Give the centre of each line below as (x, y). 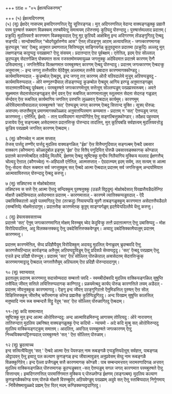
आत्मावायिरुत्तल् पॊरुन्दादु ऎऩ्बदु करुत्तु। (36, 173)
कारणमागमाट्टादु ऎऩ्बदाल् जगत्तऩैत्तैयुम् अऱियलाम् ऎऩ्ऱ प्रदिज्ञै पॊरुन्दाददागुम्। (63, 262)
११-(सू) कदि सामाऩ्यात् (24, 311)
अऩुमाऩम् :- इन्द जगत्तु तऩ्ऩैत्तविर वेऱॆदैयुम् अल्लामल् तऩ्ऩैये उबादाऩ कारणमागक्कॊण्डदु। (73, 70)
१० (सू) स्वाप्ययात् (20, 272)
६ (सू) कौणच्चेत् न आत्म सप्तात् (30, 138)
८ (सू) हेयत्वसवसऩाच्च (24, 217)
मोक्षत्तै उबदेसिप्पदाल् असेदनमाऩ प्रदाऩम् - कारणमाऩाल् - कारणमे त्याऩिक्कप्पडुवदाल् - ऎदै (75, 195)
